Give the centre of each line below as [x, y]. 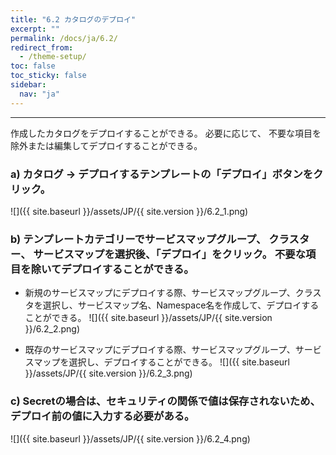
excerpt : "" [35, 29]
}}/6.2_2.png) [52, 329]
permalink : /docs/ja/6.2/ [64, 38]
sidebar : [28, 85]
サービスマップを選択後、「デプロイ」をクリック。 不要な [170, 254]
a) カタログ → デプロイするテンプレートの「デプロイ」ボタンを [162, 174]
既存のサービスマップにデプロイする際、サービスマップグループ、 [160, 350]
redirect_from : [42, 47]
